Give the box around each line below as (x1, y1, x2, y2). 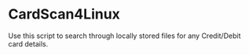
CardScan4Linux (8, 5, 120, 23)
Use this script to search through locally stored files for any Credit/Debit (8, 31, 241, 40)
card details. (8, 39, 49, 48)
